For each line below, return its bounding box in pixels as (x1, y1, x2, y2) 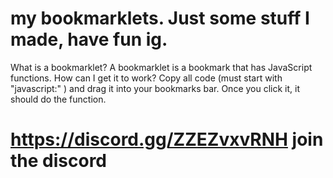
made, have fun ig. (10, 28, 168, 51)
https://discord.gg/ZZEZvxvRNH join (10, 128, 324, 151)
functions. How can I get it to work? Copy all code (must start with (10, 72, 283, 84)
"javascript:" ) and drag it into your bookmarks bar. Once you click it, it (10, 82, 300, 94)
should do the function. (10, 93, 107, 105)
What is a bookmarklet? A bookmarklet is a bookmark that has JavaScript (10, 61, 313, 73)
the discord (10, 150, 107, 172)
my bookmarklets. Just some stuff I (10, 7, 310, 30)
